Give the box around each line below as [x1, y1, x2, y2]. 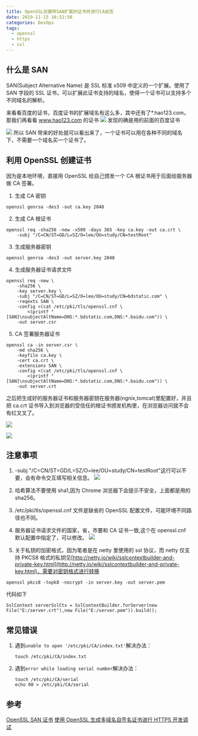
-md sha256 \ [17, 347, 49, 353]
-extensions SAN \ [17, 363, 62, 369]
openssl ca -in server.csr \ [6, 342, 78, 348]
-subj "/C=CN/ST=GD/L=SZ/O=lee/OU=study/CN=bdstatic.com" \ [17, 293, 168, 299]
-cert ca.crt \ [17, 357, 54, 363]
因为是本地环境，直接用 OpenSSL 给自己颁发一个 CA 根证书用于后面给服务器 [6, 172, 192, 179]
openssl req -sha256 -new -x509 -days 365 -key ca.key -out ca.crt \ [6, 227, 181, 233]
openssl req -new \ [6, 278, 54, 284]
